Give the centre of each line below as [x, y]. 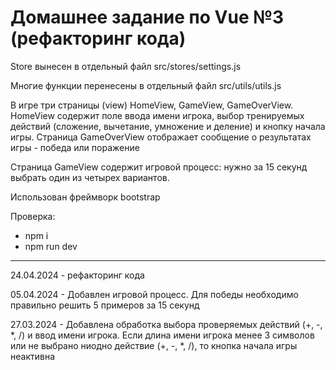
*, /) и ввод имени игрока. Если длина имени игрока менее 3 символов [162, 335]
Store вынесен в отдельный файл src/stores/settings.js [126, 66]
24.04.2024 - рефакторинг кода [77, 275]
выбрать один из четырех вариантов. [90, 177]
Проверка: [33, 216]
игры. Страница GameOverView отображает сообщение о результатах [161, 137]
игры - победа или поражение [75, 147]
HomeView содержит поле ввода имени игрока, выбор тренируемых [157, 115]
